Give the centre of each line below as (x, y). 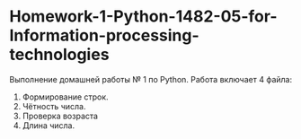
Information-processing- (104, 35)
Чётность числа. (54, 106)
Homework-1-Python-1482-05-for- (143, 17)
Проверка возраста (60, 116)
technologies (59, 55)
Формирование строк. (66, 97)
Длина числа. (48, 125)
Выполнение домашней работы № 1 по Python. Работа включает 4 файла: (151, 79)
